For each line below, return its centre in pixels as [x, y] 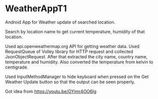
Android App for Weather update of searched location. [60, 22]
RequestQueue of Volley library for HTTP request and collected [69, 51]
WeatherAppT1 [36, 9]
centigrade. [17, 67]
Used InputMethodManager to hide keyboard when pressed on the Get [77, 76]
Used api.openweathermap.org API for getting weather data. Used [72, 46]
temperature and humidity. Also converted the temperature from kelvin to [79, 62]
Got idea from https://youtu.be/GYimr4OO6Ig [51, 91]
